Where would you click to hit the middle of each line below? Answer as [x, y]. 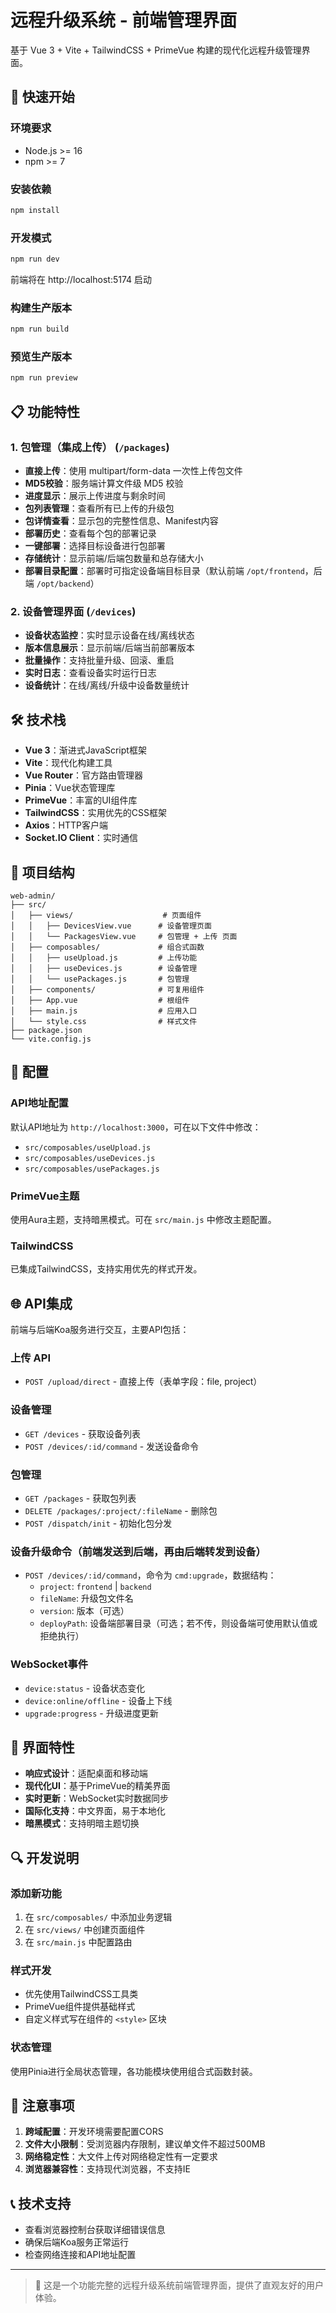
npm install [35, 210]
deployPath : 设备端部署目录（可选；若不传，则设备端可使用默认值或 [178, 1623]
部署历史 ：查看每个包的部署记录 [90, 533]
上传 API [30, 1358]
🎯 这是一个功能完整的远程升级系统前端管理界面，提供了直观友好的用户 [179, 2285]
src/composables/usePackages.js [92, 1169]
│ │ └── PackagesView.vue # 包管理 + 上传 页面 [124, 936]
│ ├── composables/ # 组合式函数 [107, 947]
